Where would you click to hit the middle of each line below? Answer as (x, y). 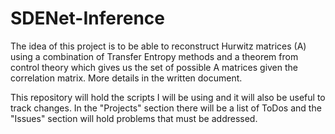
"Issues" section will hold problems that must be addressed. (134, 118)
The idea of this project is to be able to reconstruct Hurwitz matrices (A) (158, 46)
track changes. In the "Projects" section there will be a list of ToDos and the (166, 108)
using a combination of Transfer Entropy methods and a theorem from (154, 56)
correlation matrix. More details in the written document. (126, 78)
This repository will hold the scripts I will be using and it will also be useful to (168, 97)
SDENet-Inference (87, 18)
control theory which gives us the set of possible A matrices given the (154, 67)
